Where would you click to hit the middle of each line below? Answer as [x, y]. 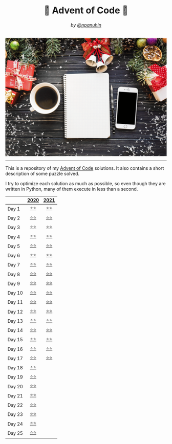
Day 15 [15, 340]
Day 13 [15, 321]
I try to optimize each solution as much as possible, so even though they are [85, 183]
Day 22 [15, 405]
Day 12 [15, 312]
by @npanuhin [86, 25]
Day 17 [15, 358]
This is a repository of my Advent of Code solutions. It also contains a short [85, 168]
